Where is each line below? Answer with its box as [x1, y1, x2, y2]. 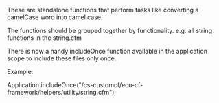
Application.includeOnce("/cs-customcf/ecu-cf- [7, 81, 143, 89]
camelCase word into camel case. [7, 13, 103, 21]
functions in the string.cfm [7, 34, 82, 42]
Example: [7, 68, 34, 76]
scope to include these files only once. [7, 54, 117, 62]
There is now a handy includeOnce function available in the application [7, 47, 208, 55]
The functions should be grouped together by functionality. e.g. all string [7, 27, 213, 34]
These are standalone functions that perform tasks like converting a [7, 6, 199, 14]
